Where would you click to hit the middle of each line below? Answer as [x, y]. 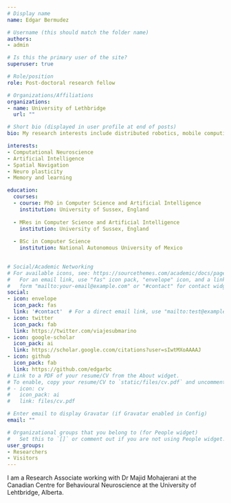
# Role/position [30, 76]
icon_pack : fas [35, 305]
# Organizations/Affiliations [51, 95]
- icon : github [29, 357]
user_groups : [26, 445]
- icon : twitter [30, 318]
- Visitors [23, 458]
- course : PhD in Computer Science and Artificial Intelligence [107, 203]
